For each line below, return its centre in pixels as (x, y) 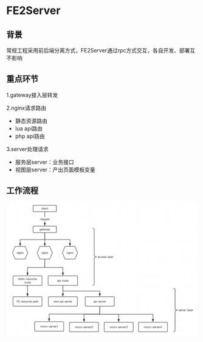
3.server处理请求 (27, 149)
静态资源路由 (31, 121)
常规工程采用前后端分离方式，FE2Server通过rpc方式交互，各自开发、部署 (98, 50)
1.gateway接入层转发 (32, 94)
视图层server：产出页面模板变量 (55, 169)
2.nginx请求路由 (26, 108)
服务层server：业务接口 (44, 162)
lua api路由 (29, 128)
